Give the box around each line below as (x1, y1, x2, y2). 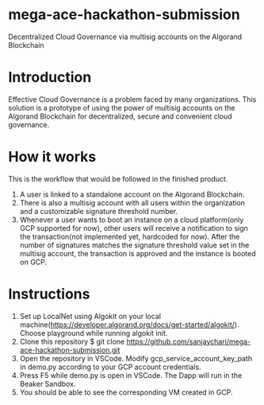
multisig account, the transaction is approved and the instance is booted (19, 248, 256, 258)
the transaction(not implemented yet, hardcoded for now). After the (19, 232, 240, 241)
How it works (8, 148, 97, 166)
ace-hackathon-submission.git (19, 345, 121, 355)
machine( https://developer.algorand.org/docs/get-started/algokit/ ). (19, 320, 239, 329)
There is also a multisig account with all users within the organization (19, 197, 246, 208)
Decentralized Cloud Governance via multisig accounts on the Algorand (8, 32, 243, 41)
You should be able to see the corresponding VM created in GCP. (19, 387, 233, 397)
